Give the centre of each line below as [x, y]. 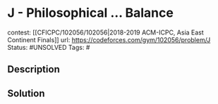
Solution [26, 93]
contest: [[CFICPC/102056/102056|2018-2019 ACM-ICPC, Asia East [106, 32]
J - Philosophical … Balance [91, 13]
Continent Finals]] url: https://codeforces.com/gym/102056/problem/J [109, 39]
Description [34, 69]
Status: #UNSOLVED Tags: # [49, 47]
